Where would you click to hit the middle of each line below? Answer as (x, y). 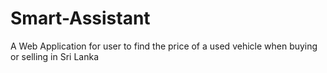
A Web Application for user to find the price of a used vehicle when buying (164, 46)
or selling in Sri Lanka (55, 56)
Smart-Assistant (80, 18)
